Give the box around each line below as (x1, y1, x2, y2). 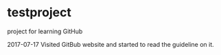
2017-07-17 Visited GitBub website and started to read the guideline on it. (7, 40, 214, 48)
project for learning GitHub (7, 27, 83, 35)
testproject (7, 5, 72, 20)
